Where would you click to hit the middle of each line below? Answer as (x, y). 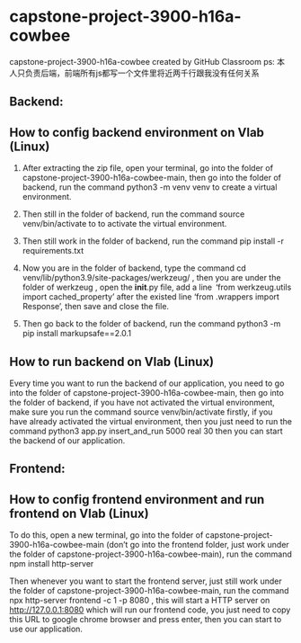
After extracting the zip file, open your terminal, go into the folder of (148, 168)
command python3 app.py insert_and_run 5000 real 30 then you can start (146, 431)
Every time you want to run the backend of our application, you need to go (147, 383)
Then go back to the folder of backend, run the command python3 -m (151, 324)
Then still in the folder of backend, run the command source (133, 214)
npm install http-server (52, 564)
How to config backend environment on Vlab (137, 132)
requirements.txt (53, 251)
